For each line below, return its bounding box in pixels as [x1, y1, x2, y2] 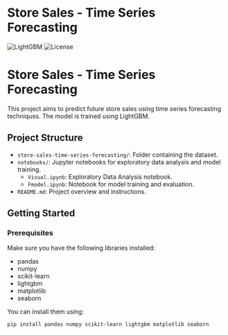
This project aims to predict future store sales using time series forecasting [7, 104, 222, 112]
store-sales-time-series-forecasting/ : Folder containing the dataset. [17, 151, 218, 159]
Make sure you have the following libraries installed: [7, 244, 156, 252]
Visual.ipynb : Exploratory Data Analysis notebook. [27, 172, 173, 181]
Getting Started [7, 207, 76, 219]
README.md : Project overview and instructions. [17, 187, 147, 196]
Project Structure [7, 132, 83, 144]
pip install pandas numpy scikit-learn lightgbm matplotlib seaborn [7, 321, 209, 328]
